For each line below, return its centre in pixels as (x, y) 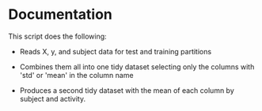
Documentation (61, 15)
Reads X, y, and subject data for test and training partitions (116, 51)
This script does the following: (57, 36)
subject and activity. (52, 98)
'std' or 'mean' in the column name (76, 75)
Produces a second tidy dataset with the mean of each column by (127, 90)
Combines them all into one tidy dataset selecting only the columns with (137, 67)
